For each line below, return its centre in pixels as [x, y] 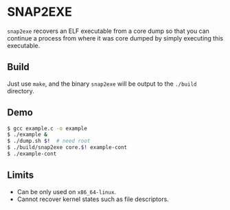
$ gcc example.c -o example [47, 128]
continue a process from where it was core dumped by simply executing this [115, 38]
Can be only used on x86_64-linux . [67, 191]
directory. [21, 91]
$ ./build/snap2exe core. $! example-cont [67, 148]
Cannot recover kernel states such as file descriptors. [93, 199]
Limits [21, 175]
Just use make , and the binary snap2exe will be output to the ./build [102, 84]
